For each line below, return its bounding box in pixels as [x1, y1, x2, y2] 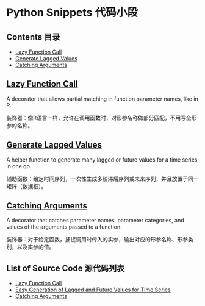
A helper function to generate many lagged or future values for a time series [6, 156, 198, 163]
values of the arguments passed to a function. [6, 223, 122, 230]
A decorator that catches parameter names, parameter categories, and [6, 217, 184, 224]
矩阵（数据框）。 [6, 182, 47, 190]
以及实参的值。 [16, 243, 55, 251]
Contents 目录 [6, 32, 60, 42]
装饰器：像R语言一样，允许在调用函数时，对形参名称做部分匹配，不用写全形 [6, 114, 197, 121]
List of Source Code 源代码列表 [6, 263, 125, 273]
